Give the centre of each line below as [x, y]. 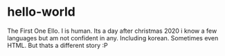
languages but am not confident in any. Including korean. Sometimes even [113, 38]
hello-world [42, 12]
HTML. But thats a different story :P [58, 45]
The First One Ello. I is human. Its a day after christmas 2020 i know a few [112, 31]
